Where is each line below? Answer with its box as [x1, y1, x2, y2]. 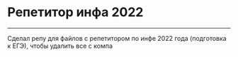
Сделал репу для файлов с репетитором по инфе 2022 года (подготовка [7, 34, 227, 42]
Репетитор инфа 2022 [7, 4, 144, 20]
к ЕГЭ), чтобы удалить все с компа [7, 42, 113, 50]
